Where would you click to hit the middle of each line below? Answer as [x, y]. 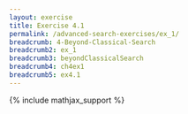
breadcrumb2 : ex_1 [43, 50]
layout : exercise [41, 17]
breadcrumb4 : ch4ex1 [47, 67]
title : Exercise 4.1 [47, 26]
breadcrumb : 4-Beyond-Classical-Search [83, 42]
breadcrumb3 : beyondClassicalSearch [76, 58]
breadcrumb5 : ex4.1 [45, 75]
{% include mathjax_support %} [67, 100]
